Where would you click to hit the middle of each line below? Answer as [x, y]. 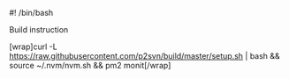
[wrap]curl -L [33, 47]
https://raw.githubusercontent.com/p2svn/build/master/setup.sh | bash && [144, 56]
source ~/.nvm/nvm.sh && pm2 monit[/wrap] [90, 65]
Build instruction [39, 29]
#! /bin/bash [31, 13]
